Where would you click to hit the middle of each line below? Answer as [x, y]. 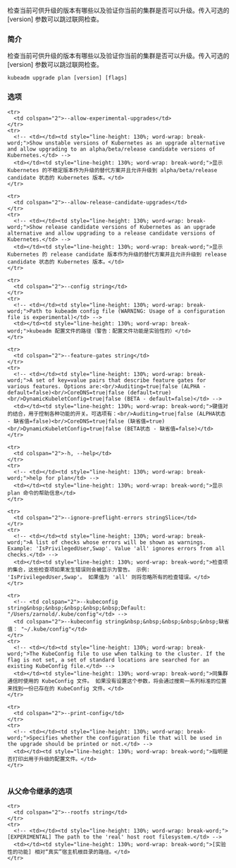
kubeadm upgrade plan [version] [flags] [68, 78]
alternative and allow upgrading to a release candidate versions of [112, 233]
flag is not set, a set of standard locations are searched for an [108, 660]
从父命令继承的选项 [40, 791]
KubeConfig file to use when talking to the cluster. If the [133, 654]
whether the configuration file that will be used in [141, 738]
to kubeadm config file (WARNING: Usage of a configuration [135, 311]
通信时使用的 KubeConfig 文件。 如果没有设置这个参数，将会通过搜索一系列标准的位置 [117, 681]
